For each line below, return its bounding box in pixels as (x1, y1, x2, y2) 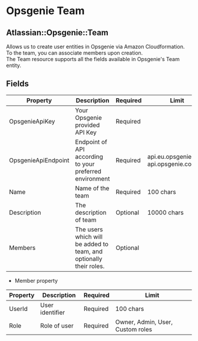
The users (75, 225, 103, 233)
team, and (75, 247, 103, 255)
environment (75, 175, 110, 183)
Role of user (40, 322, 74, 330)
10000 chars (147, 208, 184, 216)
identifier (40, 308, 65, 316)
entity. (6, 62, 22, 69)
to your (75, 160, 95, 168)
